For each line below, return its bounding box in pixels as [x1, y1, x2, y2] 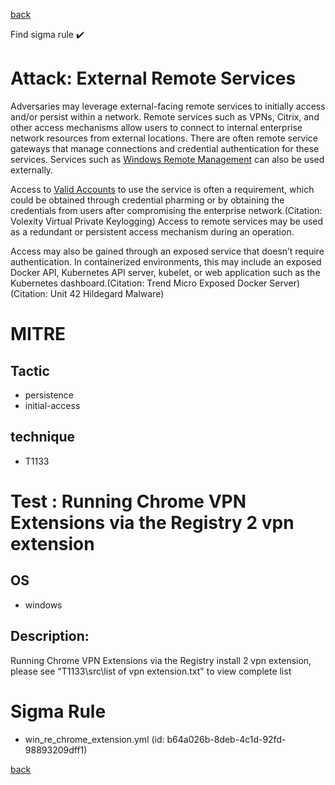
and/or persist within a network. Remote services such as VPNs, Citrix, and [10, 110, 320, 123]
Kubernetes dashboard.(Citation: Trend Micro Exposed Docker [10, 277, 268, 289]
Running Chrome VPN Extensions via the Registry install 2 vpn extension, [10, 654, 312, 666]
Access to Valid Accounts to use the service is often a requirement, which [10, 183, 315, 195]
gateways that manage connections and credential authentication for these [10, 142, 320, 154]
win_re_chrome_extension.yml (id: [24, 733, 165, 745]
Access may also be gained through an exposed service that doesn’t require [10, 245, 325, 257]
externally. [10, 164, 54, 176]
